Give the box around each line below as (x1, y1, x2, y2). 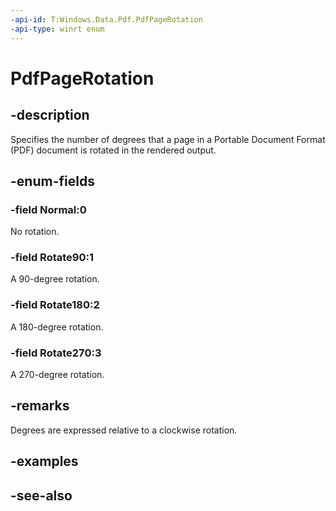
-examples (10, 453, 79, 470)
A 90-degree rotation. (10, 273, 100, 285)
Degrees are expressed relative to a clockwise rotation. (10, 424, 238, 436)
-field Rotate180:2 (10, 298, 100, 312)
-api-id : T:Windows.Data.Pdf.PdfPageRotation (10, 14, 203, 25)
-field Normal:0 (10, 202, 87, 216)
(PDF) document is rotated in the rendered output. (10, 144, 217, 156)
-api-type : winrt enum (10, 24, 105, 34)
